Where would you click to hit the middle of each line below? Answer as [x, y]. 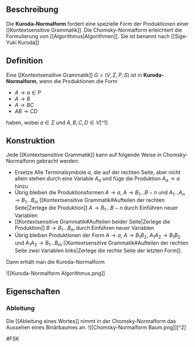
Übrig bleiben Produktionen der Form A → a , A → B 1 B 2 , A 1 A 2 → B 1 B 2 [97, 236]
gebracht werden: [58, 161]
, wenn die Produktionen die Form [77, 81]
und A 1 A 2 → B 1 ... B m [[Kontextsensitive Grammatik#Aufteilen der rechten [101, 244]
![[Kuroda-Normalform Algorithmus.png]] [56, 273]
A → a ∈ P [28, 92]
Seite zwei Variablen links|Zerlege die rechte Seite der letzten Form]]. [98, 250]
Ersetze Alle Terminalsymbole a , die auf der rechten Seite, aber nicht [97, 173]
